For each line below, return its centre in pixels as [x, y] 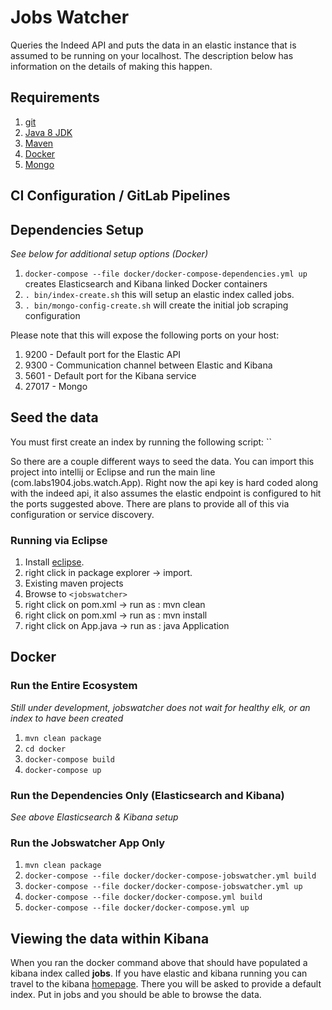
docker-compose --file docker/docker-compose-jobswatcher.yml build [170, 876]
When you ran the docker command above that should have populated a [159, 963]
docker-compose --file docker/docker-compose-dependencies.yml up [166, 274]
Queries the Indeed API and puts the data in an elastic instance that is [153, 45]
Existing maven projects [74, 583]
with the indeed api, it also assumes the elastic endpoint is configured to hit [166, 493]
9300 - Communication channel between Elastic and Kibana [148, 365]
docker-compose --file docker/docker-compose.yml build [143, 897]
